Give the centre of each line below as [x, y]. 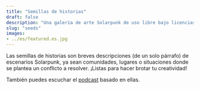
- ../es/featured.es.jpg [37, 39]
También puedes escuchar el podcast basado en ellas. [73, 80]
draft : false [22, 17]
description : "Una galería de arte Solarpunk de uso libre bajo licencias [101, 22]
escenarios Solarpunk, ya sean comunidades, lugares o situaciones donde [97, 62]
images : [16, 34]
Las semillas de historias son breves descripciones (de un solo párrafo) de [98, 56]
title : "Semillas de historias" [46, 11]
